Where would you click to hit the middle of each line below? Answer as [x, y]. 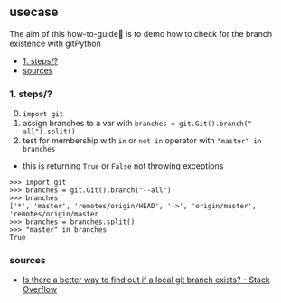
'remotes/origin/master [54, 214]
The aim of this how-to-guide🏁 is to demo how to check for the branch [141, 33]
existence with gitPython [55, 43]
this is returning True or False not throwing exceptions [123, 166]
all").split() [49, 132]
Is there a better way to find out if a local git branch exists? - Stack [146, 280]
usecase [34, 12]
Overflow [39, 289]
